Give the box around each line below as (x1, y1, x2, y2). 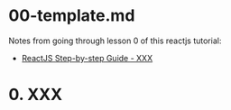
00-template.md (8, 5, 135, 26)
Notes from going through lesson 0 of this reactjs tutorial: (8, 35, 222, 46)
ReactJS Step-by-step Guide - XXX (21, 52, 153, 63)
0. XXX (8, 85, 63, 105)
